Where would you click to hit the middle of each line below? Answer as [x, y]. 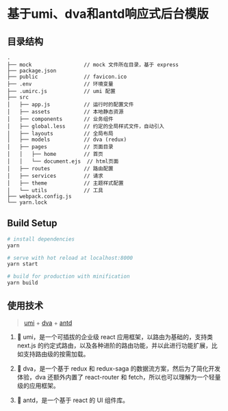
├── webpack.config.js [39, 196]
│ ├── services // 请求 [55, 176]
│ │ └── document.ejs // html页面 [63, 161]
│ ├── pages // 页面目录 [61, 147]
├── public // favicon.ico [67, 77]
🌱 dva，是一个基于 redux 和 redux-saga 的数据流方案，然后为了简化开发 [119, 368]
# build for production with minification [68, 277]
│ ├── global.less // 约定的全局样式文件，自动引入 [86, 127]
